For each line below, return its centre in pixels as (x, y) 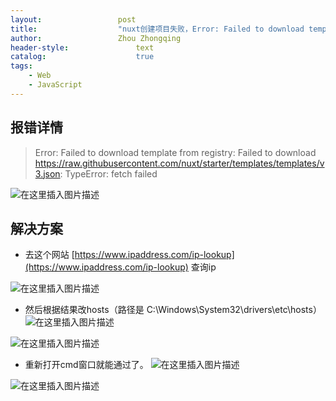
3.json (47, 173)
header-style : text (82, 47)
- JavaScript (55, 85)
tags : (21, 66)
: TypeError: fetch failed (108, 173)
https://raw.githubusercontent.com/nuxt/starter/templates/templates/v (179, 163)
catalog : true (82, 57)
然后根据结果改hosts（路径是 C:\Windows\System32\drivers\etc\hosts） (173, 310)
